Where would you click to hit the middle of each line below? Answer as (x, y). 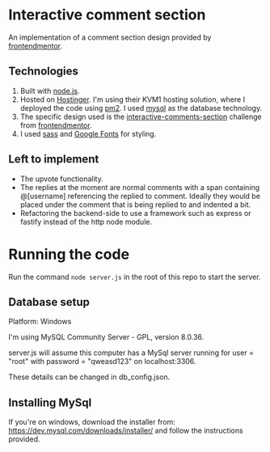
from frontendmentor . (56, 125)
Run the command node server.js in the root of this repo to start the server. (135, 277)
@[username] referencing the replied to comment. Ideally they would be (140, 196)
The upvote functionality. (61, 179)
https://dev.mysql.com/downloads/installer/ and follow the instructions (126, 431)
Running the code (69, 254)
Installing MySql (50, 402)
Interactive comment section (107, 15)
